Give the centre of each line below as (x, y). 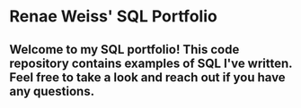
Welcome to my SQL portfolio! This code (124, 50)
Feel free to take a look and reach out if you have (147, 77)
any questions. (52, 91)
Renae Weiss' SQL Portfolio (113, 17)
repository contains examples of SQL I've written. (151, 63)
